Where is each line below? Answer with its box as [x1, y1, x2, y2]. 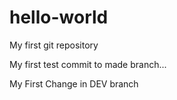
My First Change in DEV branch [9, 77, 139, 90]
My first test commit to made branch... [9, 58, 167, 70]
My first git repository [9, 39, 99, 51]
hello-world [9, 6, 109, 29]
